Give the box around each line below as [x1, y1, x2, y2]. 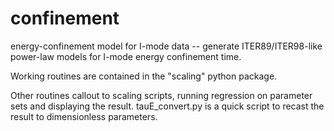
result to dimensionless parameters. [10, 110, 158, 122]
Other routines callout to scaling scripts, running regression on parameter [10, 89, 313, 101]
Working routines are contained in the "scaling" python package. [10, 70, 278, 82]
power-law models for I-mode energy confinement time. [10, 50, 242, 62]
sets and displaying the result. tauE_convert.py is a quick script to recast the [10, 100, 325, 112]
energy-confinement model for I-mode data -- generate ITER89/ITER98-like [10, 40, 323, 52]
